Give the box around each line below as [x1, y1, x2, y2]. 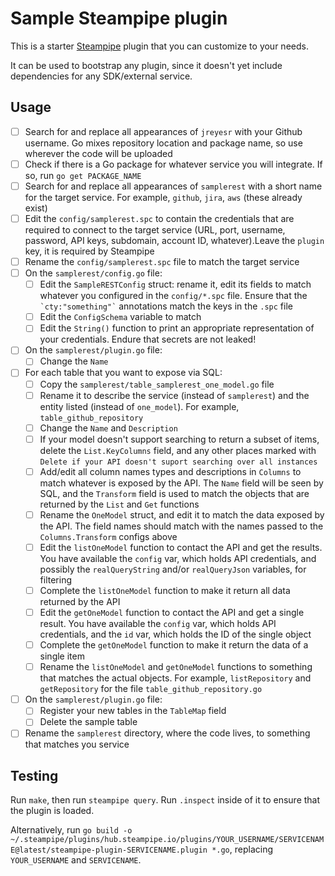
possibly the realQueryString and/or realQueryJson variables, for [39, 563, 307, 575]
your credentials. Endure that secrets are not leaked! [39, 333, 257, 346]
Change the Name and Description [39, 422, 178, 434]
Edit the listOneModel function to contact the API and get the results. [39, 541, 323, 553]
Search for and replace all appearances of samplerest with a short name [24, 180, 323, 192]
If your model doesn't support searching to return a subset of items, [39, 433, 320, 445]
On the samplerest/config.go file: [24, 267, 163, 279]
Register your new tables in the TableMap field [39, 705, 227, 717]
